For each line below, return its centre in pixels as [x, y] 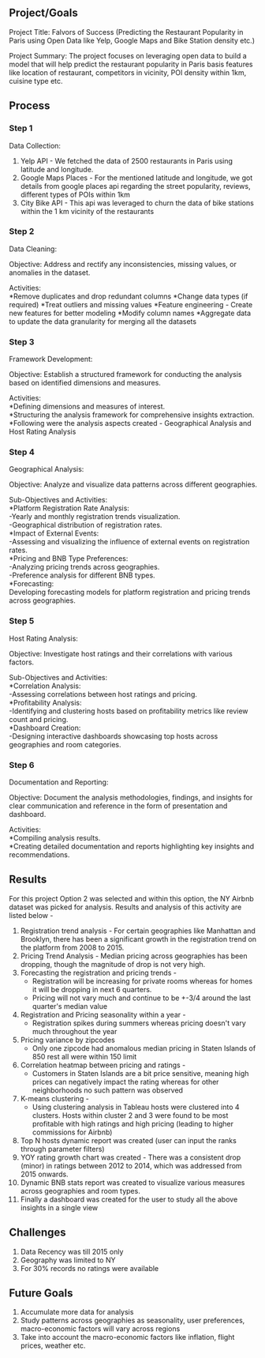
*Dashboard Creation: [45, 728]
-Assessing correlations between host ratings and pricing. [103, 694]
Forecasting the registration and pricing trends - [98, 972]
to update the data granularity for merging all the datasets [103, 321]
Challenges [37, 1233]
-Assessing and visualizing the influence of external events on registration [129, 542]
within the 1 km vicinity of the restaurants [87, 211]
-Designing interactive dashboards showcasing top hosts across [114, 736]
